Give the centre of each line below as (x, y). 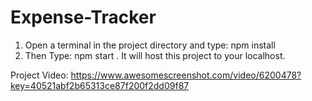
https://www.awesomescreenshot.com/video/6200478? (186, 75)
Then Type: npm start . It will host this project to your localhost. (155, 55)
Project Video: (39, 75)
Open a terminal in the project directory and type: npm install (150, 45)
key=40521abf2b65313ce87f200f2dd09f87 (100, 85)
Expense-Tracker (83, 17)
